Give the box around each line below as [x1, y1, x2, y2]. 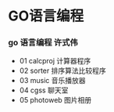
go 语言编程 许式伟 [8, 37, 78, 48]
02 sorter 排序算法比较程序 [19, 66, 107, 75]
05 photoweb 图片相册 [19, 96, 92, 105]
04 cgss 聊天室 [19, 85, 69, 95]
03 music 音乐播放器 [19, 76, 86, 85]
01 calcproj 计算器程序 [19, 56, 91, 66]
